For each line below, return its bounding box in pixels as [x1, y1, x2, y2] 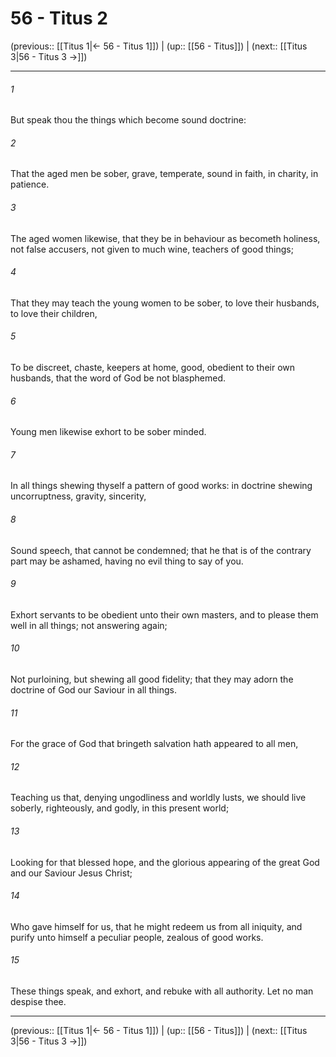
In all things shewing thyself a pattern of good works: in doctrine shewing [10, 480, 313, 492]
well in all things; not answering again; [10, 619, 168, 631]
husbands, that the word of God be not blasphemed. [10, 372, 227, 384]
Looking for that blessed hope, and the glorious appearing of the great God [10, 856, 320, 868]
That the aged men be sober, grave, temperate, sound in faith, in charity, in [10, 168, 319, 180]
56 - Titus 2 [10, 7, 108, 30]
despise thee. [10, 995, 67, 1007]
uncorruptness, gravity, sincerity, [10, 490, 147, 502]
